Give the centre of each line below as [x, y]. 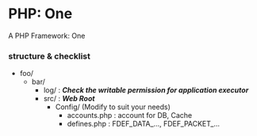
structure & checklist [50, 56]
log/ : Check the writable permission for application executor [146, 90]
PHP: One [40, 14]
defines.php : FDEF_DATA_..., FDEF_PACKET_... [144, 124]
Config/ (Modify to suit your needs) [113, 107]
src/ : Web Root [69, 99]
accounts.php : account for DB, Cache [130, 115]
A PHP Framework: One [47, 36]
